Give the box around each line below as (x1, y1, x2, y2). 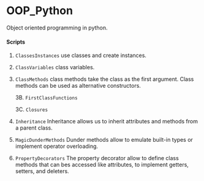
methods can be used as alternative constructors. (15, 82, 141, 90)
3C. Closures (15, 106, 48, 114)
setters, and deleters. (15, 168, 69, 175)
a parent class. (15, 124, 53, 132)
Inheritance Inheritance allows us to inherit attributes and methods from (15, 118, 198, 125)
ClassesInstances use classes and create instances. (15, 52, 147, 59)
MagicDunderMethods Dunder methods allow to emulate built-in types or (15, 136, 193, 144)
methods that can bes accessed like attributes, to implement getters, (15, 161, 189, 169)
